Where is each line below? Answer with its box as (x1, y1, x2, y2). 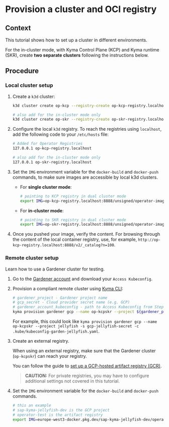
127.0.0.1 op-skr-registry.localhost (12, 159, 92, 165)
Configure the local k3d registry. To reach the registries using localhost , (12, 126, 162, 132)
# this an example (12, 403, 51, 408)
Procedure (5, 67, 39, 75)
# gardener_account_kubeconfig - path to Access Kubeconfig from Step (12, 304, 164, 310)
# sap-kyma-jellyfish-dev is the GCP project (12, 407, 110, 412)
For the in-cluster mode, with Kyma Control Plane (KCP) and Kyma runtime (5, 47, 159, 52)
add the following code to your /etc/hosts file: (12, 131, 109, 137)
